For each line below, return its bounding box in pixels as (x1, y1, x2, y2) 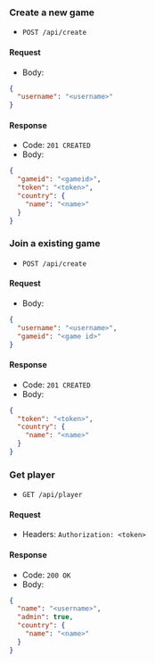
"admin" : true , (17, 613, 74, 622)
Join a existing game (9, 237, 101, 250)
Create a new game (9, 6, 95, 19)
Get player (9, 468, 55, 481)
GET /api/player (21, 491, 83, 500)
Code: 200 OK (21, 569, 71, 580)
